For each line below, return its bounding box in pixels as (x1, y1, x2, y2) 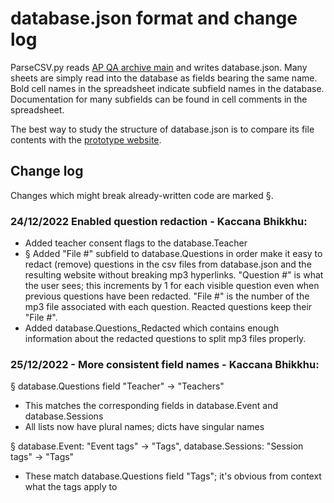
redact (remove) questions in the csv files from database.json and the (24, 258, 312, 271)
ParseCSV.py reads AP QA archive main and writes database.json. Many (10, 61, 308, 73)
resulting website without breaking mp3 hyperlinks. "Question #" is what (24, 269, 324, 281)
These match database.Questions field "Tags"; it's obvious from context (24, 470, 322, 482)
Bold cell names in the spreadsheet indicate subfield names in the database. (10, 82, 325, 94)
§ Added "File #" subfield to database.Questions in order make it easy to (24, 248, 323, 260)
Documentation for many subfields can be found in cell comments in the (10, 93, 308, 105)
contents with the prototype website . (10, 133, 162, 146)
